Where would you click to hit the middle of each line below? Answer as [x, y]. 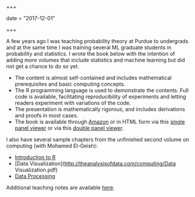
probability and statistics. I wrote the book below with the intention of [91, 54]
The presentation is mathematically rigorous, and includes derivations [100, 109]
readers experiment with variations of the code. [73, 103]
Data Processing [35, 176]
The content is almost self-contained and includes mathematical [93, 78]
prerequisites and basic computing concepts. [70, 84]
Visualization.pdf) [36, 170]
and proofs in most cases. [47, 115]
